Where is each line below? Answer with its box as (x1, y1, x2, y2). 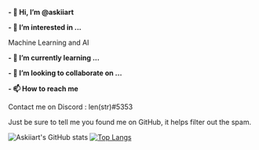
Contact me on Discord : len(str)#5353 (8, 102, 133, 112)
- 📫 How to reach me (8, 84, 78, 93)
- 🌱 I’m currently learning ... (8, 53, 100, 62)
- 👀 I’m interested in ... (8, 23, 82, 31)
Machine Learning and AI (8, 38, 89, 47)
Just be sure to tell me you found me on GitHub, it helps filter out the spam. (8, 118, 252, 126)
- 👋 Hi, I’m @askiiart (8, 8, 75, 16)
